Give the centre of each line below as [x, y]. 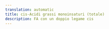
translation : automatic [30, 10]
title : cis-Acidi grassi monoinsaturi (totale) [55, 14]
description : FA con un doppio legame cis [49, 19]
